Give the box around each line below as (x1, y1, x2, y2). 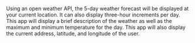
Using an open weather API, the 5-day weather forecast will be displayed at (6, 5, 189, 12)
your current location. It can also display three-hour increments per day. (6, 11, 180, 18)
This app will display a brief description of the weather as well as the (6, 18, 172, 24)
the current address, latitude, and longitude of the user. (6, 30, 140, 37)
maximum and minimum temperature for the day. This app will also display (6, 24, 186, 31)
